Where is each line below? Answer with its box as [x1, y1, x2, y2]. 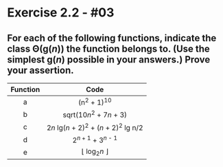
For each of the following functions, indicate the [7, 32, 217, 44]
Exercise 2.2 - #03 [7, 5, 115, 21]
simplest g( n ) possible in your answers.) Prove [7, 54, 211, 65]
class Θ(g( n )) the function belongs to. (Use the [7, 43, 211, 54]
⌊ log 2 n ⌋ [81, 146, 108, 157]
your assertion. [7, 64, 74, 76]
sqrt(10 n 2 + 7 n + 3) [62, 109, 128, 120]
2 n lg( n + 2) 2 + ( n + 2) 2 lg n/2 [47, 122, 143, 132]
